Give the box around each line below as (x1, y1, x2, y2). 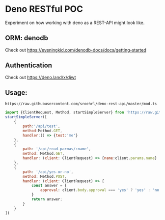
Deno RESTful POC (5, 3, 83, 15)
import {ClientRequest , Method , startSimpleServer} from (5, 110, 124, 115)
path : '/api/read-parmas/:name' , (23, 146, 91, 152)
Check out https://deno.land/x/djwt (5, 74, 76, 80)
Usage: (5, 88, 28, 97)
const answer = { (31, 183, 67, 188)
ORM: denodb (5, 34, 48, 42)
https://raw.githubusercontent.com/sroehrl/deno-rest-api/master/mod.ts (5, 102, 157, 107)
